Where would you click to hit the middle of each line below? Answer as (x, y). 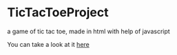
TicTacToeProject (58, 13)
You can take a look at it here (48, 44)
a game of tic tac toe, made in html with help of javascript (88, 31)
